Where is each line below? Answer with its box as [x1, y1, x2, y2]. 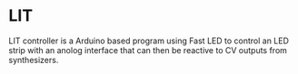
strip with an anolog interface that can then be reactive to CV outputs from [8, 44, 288, 55]
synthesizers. [8, 54, 59, 65]
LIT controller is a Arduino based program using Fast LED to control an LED [8, 35, 290, 46]
